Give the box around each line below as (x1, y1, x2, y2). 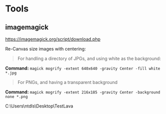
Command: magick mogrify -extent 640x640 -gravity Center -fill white (5, 65, 160, 71)
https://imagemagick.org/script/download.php (5, 36, 101, 42)
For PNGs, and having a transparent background (17, 79, 118, 85)
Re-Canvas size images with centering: (5, 46, 86, 51)
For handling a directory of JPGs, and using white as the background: (17, 55, 161, 61)
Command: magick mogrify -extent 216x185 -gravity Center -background (5, 89, 160, 95)
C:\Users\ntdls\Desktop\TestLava (5, 103, 74, 109)
